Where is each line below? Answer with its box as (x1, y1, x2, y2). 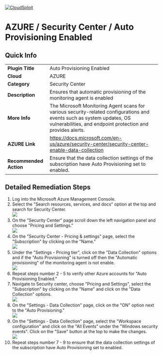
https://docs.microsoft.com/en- (49, 135, 122, 141)
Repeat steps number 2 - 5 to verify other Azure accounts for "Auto (12, 271, 147, 276)
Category (7, 81, 30, 87)
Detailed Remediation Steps (5, 183, 91, 192)
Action (7, 164, 23, 170)
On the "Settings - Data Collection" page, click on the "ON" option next (12, 302, 154, 308)
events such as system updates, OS (49, 114, 131, 121)
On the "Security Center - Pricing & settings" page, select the (12, 233, 135, 239)
